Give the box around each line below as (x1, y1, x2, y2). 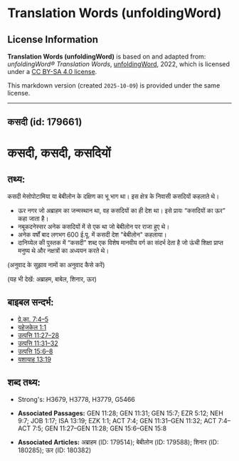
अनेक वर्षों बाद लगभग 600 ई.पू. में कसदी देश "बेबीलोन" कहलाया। (17, 230, 167, 239)
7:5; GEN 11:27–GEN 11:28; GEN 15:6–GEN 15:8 (32, 424, 167, 432)
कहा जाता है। (17, 214, 49, 223)
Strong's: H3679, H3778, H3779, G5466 (17, 395, 135, 404)
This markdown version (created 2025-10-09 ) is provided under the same (7, 81, 221, 90)
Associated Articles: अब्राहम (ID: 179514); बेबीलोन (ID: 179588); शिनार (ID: (17, 438, 219, 447)
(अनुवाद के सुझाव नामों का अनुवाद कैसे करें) (7, 261, 105, 269)
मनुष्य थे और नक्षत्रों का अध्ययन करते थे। (17, 247, 110, 255)
